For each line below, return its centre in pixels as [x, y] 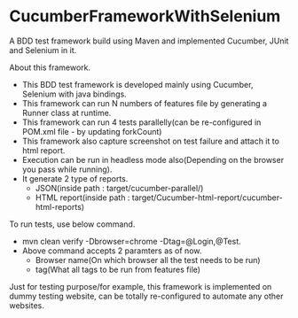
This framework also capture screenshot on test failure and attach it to [150, 141]
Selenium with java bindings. [74, 94]
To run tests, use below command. [72, 224]
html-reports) [60, 206]
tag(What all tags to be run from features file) [118, 269]
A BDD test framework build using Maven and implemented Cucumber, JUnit [149, 41]
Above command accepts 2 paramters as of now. [112, 251]
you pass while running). [67, 169]
